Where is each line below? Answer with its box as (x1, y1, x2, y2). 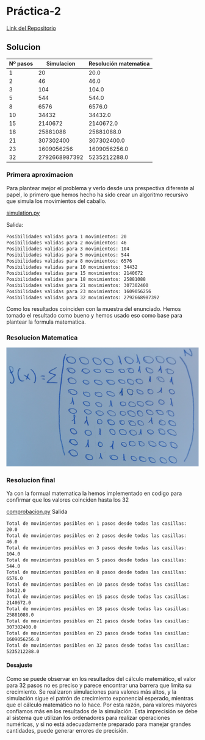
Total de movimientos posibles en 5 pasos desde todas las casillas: (6, 557, 187, 563)
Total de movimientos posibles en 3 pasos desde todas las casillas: (6, 545, 187, 551)
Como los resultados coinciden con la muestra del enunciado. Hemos (6, 305, 181, 312)
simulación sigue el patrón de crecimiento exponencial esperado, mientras (6, 694, 193, 702)
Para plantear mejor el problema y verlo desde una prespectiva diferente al (6, 184, 195, 191)
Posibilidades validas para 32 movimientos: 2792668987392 (6, 294, 160, 301)
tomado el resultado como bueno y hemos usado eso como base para (6, 311, 183, 319)
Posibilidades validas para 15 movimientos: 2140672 (6, 270, 143, 276)
